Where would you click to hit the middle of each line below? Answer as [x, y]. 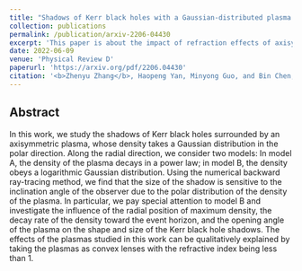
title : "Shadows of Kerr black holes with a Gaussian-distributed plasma [151, 17]
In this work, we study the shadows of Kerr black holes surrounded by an [145, 134]
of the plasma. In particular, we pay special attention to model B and [135, 201]
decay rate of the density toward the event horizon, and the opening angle [147, 220]
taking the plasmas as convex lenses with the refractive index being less [143, 249]
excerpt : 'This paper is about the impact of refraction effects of [140, 43]
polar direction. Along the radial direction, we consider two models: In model [151, 153]
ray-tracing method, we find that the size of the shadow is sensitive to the [146, 181]
